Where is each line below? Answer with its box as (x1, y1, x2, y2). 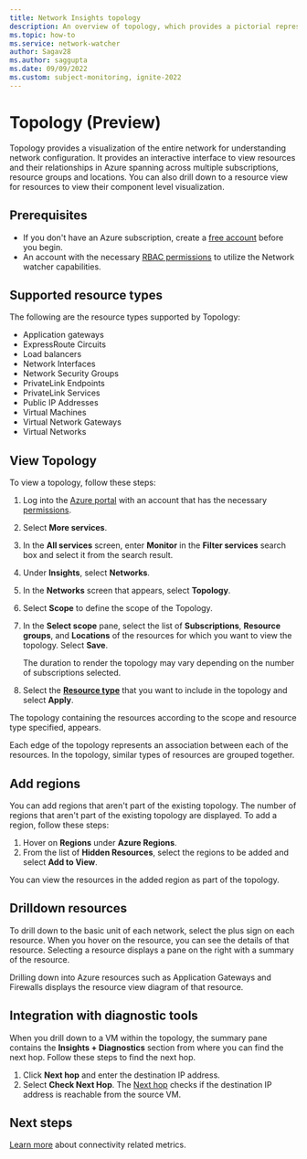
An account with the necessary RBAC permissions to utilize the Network (22, 251, 295, 262)
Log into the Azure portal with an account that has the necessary (22, 495, 268, 506)
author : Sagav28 (9, 47, 71, 57)
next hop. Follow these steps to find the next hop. (9, 1051, 196, 1062)
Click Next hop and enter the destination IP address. (22, 1069, 221, 1080)
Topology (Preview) (9, 111, 162, 132)
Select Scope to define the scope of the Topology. (22, 603, 213, 614)
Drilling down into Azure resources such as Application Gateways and (9, 972, 272, 983)
